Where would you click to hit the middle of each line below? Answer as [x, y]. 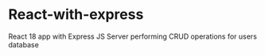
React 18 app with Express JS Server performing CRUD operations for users [132, 36]
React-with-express [76, 15]
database [24, 44]
